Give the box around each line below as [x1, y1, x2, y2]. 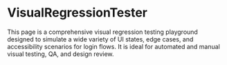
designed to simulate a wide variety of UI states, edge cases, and [7, 35, 194, 43]
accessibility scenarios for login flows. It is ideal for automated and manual [7, 42, 220, 50]
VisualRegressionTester [7, 5, 147, 21]
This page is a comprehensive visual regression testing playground [7, 28, 199, 36]
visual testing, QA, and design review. [7, 50, 114, 58]
